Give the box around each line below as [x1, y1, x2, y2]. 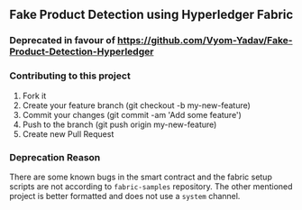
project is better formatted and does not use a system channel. [9, 190, 241, 201]
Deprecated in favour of [9, 34, 115, 47]
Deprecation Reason [9, 151, 101, 163]
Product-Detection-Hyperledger [9, 45, 154, 58]
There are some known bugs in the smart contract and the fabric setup [9, 171, 272, 182]
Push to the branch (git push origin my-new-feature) [22, 119, 217, 130]
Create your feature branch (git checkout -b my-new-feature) [22, 99, 251, 111]
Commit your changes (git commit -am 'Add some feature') [22, 109, 242, 120]
